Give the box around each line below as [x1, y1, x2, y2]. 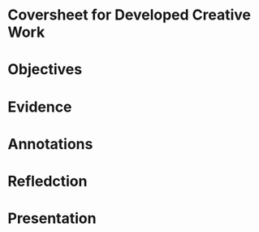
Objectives [7, 60, 83, 79]
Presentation [7, 209, 97, 228]
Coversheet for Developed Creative [7, 6, 252, 24]
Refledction [7, 172, 88, 190]
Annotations [7, 134, 93, 153]
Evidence [7, 98, 72, 116]
